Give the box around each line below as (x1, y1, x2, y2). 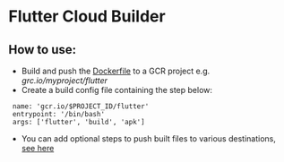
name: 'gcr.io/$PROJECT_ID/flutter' (12, 102, 150, 111)
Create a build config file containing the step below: (21, 85, 212, 95)
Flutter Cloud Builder (8, 6, 167, 27)
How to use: (8, 42, 77, 57)
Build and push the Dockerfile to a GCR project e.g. (21, 65, 211, 76)
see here (21, 143, 55, 153)
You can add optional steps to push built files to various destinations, (21, 133, 277, 144)
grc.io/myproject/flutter (21, 75, 108, 86)
